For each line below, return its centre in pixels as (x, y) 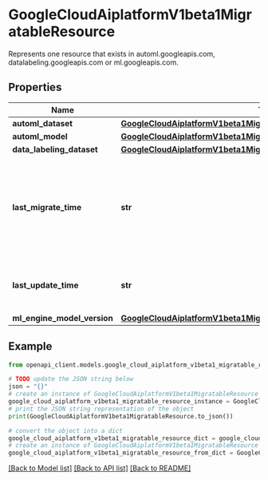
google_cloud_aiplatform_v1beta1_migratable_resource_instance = (119, 402)
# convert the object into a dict (66, 430)
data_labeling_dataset (55, 149)
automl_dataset (43, 123)
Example (30, 346)
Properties (35, 87)
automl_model (40, 136)
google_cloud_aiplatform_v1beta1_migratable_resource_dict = (112, 438)
